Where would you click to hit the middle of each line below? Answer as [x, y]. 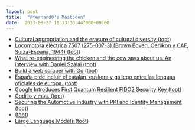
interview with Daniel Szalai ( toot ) [56, 64]
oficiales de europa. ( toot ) [46, 83]
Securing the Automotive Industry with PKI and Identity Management [98, 102]
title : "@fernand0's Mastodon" [46, 17]
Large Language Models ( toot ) [52, 121]
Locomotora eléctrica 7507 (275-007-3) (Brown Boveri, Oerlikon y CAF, [102, 45]
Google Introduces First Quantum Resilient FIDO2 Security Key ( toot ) [98, 90]
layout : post [22, 12]
